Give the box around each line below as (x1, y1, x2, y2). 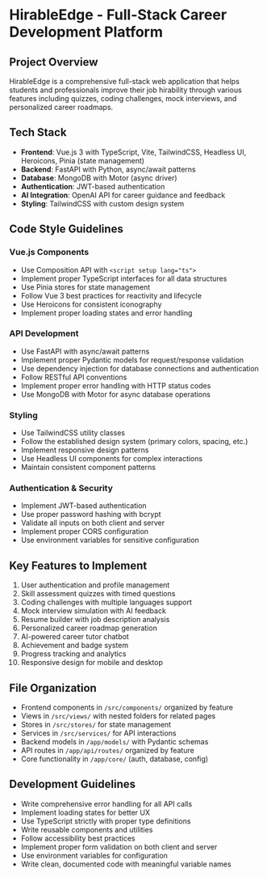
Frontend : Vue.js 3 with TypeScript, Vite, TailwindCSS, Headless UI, (20, 147, 247, 157)
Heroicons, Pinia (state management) (20, 155, 144, 165)
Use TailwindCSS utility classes (20, 428, 126, 438)
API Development (9, 328, 79, 339)
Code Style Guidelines (9, 222, 123, 236)
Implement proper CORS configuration (20, 527, 148, 536)
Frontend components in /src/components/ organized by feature (20, 702, 233, 713)
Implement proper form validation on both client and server (20, 841, 218, 851)
